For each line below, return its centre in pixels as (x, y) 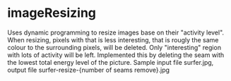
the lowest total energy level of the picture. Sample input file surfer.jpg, (111, 62)
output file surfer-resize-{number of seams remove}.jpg (89, 70)
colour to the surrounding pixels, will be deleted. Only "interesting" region (114, 47)
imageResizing (52, 13)
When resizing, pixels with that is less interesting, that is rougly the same (113, 39)
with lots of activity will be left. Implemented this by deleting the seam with (116, 55)
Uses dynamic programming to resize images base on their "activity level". (116, 32)
